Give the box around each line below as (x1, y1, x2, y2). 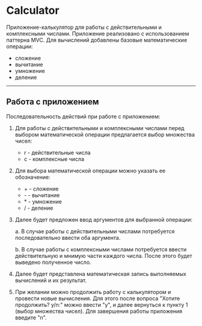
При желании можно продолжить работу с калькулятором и (14, 288, 171, 295)
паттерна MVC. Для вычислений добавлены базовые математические (6, 36, 188, 43)
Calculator (6, 4, 60, 17)
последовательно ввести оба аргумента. (14, 234, 121, 241)
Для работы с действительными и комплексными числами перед (14, 124, 185, 131)
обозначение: (14, 173, 50, 181)
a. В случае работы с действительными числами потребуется (14, 227, 175, 235)
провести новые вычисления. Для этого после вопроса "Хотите (14, 295, 180, 302)
